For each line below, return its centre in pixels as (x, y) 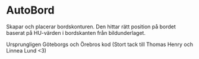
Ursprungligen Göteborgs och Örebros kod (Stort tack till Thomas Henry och (99, 44)
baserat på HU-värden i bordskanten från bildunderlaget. (76, 32)
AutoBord (30, 10)
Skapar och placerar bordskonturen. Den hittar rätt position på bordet (91, 27)
